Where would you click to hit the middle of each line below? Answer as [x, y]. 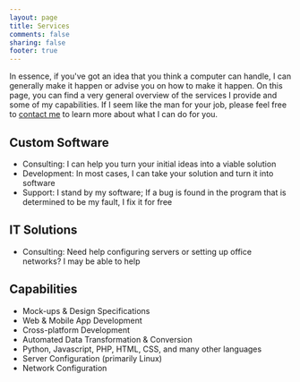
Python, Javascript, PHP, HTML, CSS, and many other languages [142, 349]
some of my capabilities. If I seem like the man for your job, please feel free [148, 105]
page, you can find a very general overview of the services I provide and [143, 96]
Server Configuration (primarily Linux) [92, 358]
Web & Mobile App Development [82, 320]
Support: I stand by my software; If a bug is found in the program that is [154, 192]
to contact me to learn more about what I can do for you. [113, 115]
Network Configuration [64, 368]
